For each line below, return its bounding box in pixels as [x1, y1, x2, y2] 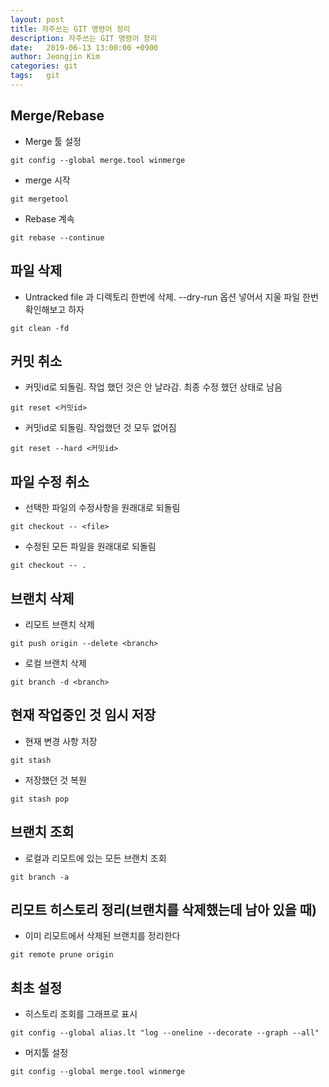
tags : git [10, 71, 60, 81]
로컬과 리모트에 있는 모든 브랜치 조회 [24, 852, 167, 864]
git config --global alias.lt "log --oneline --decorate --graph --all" [10, 1028, 320, 1038]
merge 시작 [24, 174, 71, 186]
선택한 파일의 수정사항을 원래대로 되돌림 [24, 502, 181, 514]
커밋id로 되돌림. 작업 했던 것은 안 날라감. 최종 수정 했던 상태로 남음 [24, 381, 283, 393]
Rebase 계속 [24, 212, 75, 225]
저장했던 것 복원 [24, 774, 87, 786]
